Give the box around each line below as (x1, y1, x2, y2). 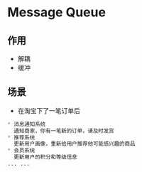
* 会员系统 (7, 147, 35, 154)
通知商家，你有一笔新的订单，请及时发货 (13, 127, 115, 134)
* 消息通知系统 (7, 120, 46, 128)
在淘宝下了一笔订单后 (17, 106, 80, 114)
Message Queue (7, 4, 106, 21)
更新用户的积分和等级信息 (13, 154, 78, 161)
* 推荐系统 (7, 134, 35, 141)
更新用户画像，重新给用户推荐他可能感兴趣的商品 (13, 140, 136, 148)
